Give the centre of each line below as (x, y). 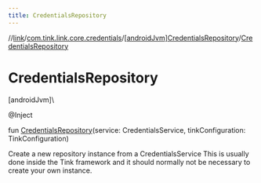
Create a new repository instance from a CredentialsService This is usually (129, 153)
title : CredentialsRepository (58, 15)
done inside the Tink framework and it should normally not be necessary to (129, 162)
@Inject (20, 115)
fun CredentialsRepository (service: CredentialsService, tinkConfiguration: (127, 130)
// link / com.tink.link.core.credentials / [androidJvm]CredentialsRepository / (125, 38)
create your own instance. (50, 170)
